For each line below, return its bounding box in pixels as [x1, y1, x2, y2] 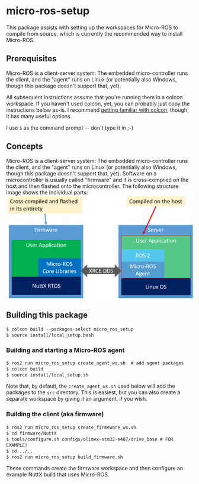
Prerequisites [6, 54, 57, 64]
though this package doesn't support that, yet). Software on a [6, 169, 157, 177]
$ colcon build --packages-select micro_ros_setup [6, 326, 134, 332]
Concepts [6, 142, 43, 152]
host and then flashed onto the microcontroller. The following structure [6, 183, 179, 190]
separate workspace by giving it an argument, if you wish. [6, 395, 148, 403]
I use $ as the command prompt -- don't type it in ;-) [6, 124, 134, 131]
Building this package [6, 310, 88, 320]
